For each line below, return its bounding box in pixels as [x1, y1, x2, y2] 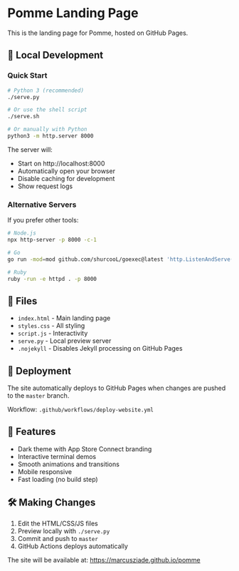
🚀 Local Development [7, 49, 104, 61]
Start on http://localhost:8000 [17, 159, 105, 168]
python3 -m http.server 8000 [7, 133, 94, 140]
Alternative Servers [7, 200, 77, 210]
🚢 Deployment [7, 365, 71, 377]
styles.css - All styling [17, 321, 85, 330]
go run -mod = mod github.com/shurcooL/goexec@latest [7, 255, 164, 263]
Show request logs [17, 182, 73, 190]
